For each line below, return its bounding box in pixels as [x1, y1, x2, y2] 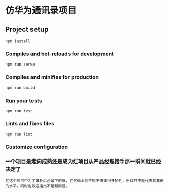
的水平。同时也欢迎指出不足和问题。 [5, 184, 70, 189]
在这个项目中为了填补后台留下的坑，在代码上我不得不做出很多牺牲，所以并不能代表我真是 [5, 178, 164, 183]
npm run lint [5, 132, 33, 137]
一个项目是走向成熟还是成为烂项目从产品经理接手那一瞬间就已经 [5, 158, 161, 165]
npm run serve [5, 62, 36, 67]
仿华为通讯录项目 [5, 5, 77, 16]
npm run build [5, 85, 36, 90]
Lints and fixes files [5, 120, 55, 127]
